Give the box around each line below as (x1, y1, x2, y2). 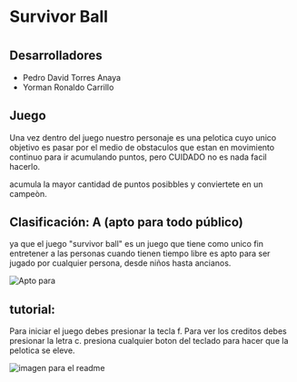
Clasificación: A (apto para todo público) (9, 215, 243, 230)
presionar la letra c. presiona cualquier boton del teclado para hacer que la (9, 336, 289, 347)
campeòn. (9, 188, 47, 199)
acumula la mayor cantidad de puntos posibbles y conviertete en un (9, 179, 263, 190)
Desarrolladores (9, 48, 103, 64)
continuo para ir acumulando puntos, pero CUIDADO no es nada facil (9, 152, 267, 162)
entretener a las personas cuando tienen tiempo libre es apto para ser (9, 248, 271, 260)
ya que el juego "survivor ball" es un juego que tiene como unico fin (9, 239, 264, 250)
